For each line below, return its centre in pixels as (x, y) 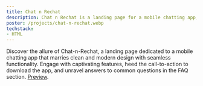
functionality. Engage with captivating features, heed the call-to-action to (97, 64)
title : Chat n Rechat (34, 12)
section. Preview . (27, 77)
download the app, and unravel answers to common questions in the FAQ (97, 70)
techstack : (20, 29)
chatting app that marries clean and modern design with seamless (89, 58)
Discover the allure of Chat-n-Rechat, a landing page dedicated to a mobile (100, 51)
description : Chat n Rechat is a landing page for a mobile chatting (96, 17)
